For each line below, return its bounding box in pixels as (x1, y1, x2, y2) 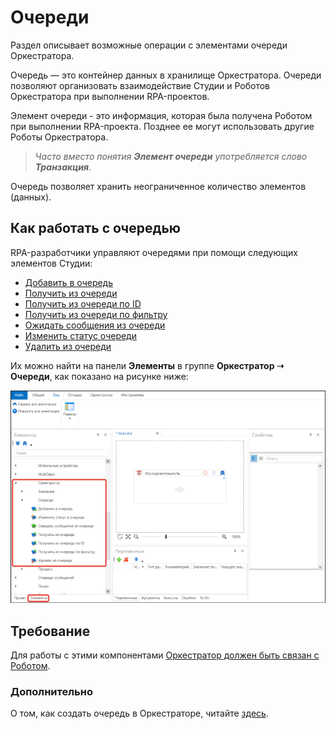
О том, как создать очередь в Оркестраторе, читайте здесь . (10, 707, 269, 720)
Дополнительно (10, 685, 93, 699)
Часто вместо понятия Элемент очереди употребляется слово (34, 150, 308, 162)
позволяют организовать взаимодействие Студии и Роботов (10, 79, 270, 91)
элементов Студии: (10, 257, 93, 269)
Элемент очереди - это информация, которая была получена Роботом (10, 109, 313, 121)
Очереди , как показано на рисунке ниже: (10, 370, 189, 382)
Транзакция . (34, 161, 92, 173)
